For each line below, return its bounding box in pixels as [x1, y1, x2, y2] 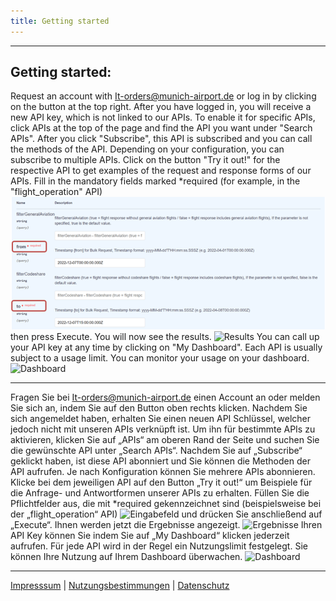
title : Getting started [10, 16, 110, 26]
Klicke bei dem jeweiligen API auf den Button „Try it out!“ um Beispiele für [10, 476, 313, 489]
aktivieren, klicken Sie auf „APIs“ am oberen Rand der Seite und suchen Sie [10, 434, 320, 446]
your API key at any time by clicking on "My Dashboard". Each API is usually [10, 341, 323, 354]
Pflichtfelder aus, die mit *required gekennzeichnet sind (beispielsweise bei [10, 498, 322, 510]
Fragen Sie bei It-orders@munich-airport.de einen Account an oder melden [10, 391, 321, 404]
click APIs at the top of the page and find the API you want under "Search [10, 122, 313, 134]
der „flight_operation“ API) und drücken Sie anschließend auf [10, 508, 323, 520]
